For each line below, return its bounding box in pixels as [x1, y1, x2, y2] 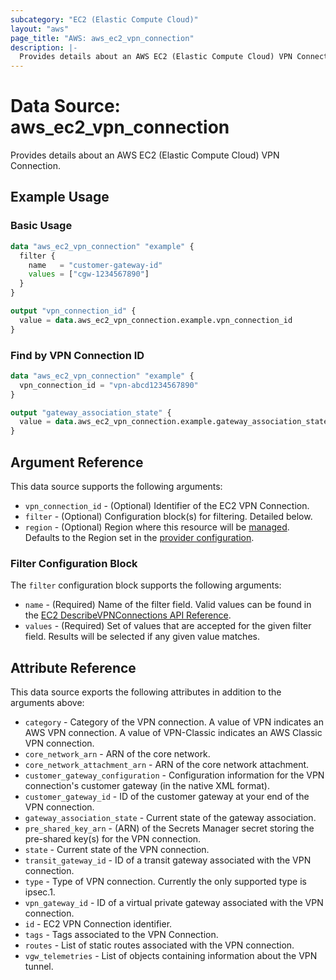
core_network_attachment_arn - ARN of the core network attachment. [24, 759, 310, 771]
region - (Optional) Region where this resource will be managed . [24, 521, 290, 533]
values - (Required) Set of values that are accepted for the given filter [24, 620, 312, 632]
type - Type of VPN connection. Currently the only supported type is [24, 876, 307, 888]
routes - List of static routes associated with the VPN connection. [24, 939, 295, 951]
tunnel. [24, 961, 54, 973]
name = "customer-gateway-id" [28, 260, 163, 270]
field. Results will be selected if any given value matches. [24, 631, 260, 643]
